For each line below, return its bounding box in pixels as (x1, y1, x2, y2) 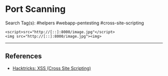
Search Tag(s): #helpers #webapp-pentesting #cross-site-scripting (5, 20, 144, 26)
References (5, 52, 42, 61)
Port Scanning (5, 3, 66, 15)
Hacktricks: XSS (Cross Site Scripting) (12, 65, 91, 71)
